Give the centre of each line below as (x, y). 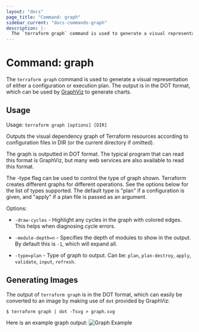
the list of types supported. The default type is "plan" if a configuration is (95, 191)
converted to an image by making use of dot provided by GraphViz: (88, 301)
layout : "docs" (25, 12)
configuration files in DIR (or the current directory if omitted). (80, 142)
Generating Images (42, 280)
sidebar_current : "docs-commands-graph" (57, 22)
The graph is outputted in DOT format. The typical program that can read (95, 154)
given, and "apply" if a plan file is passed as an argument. (76, 196)
